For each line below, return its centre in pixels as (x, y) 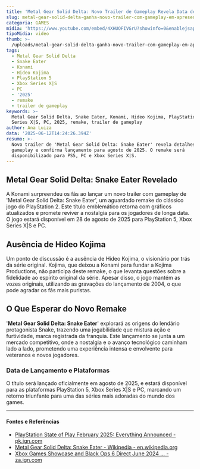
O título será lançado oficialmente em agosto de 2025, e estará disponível (97, 383)
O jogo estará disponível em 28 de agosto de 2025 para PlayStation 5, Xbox (99, 219)
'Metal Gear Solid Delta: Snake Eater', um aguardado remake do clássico (95, 201)
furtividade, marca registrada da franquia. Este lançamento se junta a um (96, 336)
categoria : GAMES (28, 23)
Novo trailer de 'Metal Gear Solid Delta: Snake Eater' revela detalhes (104, 144)
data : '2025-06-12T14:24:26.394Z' (49, 134)
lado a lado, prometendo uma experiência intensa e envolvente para (90, 348)
